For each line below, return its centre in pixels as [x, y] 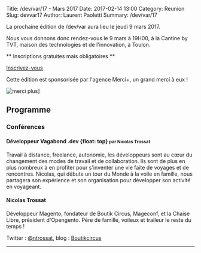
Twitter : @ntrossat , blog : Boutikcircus [54, 238]
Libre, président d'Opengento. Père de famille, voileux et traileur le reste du [99, 220]
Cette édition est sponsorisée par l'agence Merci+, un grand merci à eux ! [97, 79]
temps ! [16, 226]
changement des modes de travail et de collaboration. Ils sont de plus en [96, 161]
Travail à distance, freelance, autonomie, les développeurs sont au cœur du [99, 155]
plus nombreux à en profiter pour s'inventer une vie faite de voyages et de [98, 167]
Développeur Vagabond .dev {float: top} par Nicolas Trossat [78, 141]
